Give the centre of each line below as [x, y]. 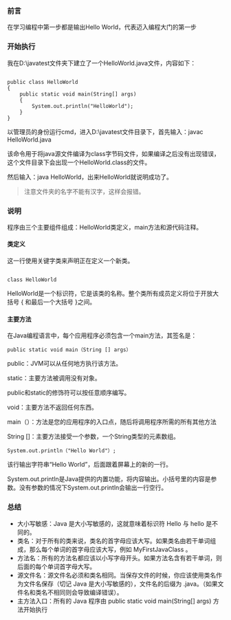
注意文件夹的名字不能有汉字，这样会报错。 [84, 191]
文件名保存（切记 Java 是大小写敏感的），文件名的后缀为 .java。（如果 [120, 584]
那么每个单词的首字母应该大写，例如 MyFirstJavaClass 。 [110, 549]
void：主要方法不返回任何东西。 [52, 408]
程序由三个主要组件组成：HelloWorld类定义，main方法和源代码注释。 [105, 227]
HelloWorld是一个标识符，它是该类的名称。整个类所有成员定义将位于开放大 [113, 294]
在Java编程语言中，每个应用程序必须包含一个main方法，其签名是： [102, 335]
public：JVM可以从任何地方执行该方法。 [65, 364]
